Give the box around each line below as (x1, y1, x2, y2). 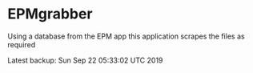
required (7, 39, 36, 49)
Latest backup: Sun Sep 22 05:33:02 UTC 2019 (7, 55, 163, 65)
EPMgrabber (7, 5, 93, 23)
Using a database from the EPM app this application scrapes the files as (7, 31, 245, 41)
